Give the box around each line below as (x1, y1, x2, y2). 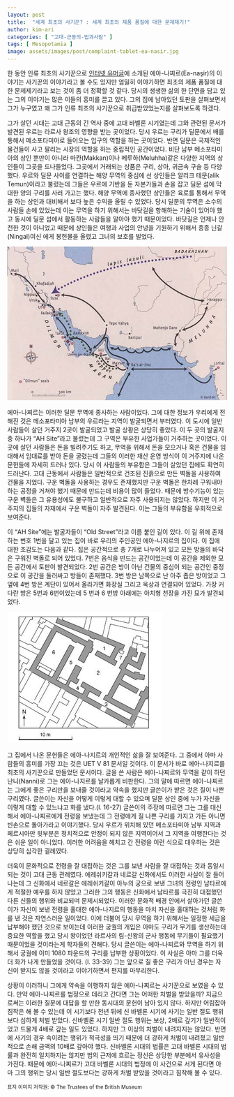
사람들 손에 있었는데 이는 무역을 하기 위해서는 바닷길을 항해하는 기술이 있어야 (7, 206, 216, 214)
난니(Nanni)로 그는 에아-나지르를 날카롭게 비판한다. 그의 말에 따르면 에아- (7, 776, 207, 785)
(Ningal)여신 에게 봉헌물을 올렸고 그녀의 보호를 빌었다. (7, 233, 155, 240)
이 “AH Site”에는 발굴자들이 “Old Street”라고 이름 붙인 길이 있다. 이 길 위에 (7, 527, 211, 536)
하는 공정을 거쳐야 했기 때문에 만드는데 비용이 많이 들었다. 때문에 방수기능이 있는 (7, 486, 225, 495)
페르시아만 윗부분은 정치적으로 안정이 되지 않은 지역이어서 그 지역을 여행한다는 (7, 829, 219, 837)
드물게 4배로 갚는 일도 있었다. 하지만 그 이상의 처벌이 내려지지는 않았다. (19, 1024, 214, 1033)
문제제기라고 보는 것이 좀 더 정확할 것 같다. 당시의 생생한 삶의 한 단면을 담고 (14, 87, 219, 94)
